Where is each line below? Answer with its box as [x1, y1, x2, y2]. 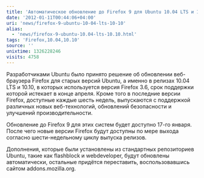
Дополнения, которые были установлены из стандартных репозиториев [6, 145, 194, 153]
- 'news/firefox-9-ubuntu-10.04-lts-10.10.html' [12, 31, 137, 38]
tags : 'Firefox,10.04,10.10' [6, 37, 80, 43]
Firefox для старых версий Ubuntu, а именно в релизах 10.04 [32, 77, 190, 84]
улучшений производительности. [6, 109, 93, 116]
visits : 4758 [6, 54, 39, 60]
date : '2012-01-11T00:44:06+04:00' [6, 15, 97, 21]
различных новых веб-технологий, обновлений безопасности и [6, 102, 172, 110]
